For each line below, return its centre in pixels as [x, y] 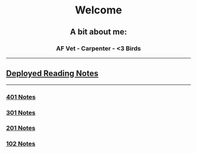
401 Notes [21, 97]
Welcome [98, 10]
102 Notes [21, 144]
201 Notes [21, 128]
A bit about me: [98, 32]
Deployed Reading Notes [52, 74]
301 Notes [21, 113]
